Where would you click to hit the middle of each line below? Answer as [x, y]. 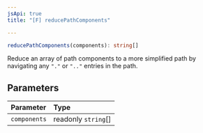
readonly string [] [82, 119]
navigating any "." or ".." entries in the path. [73, 66]
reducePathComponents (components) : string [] [73, 45]
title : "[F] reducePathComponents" [59, 20]
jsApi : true [24, 14]
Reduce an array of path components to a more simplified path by [102, 58]
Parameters [33, 88]
